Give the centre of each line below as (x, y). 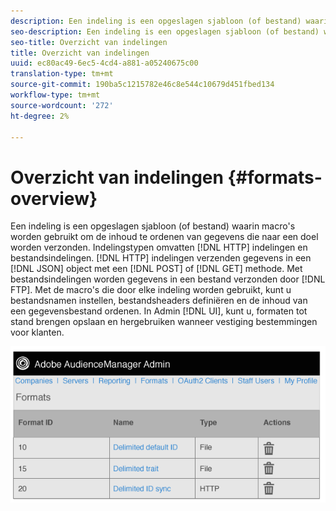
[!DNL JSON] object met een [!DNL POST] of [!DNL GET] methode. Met (156, 269)
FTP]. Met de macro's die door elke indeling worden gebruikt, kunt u (151, 290)
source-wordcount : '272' (62, 105)
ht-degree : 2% (40, 116)
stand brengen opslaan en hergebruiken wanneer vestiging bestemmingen (164, 322)
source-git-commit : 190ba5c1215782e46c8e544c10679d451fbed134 (142, 85)
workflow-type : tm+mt (55, 95)
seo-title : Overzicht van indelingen (89, 42)
